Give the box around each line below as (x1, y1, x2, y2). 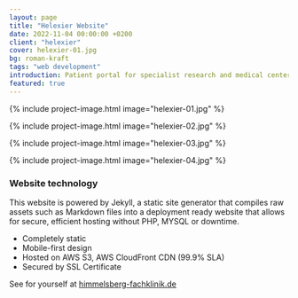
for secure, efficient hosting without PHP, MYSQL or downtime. (9, 216, 239, 226)
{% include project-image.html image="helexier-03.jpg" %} (9, 137, 226, 148)
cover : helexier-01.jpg (9, 46, 98, 55)
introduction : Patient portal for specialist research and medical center (9, 71, 292, 80)
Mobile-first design (21, 242, 92, 253)
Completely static (21, 232, 87, 244)
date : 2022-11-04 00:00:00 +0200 (9, 29, 133, 38)
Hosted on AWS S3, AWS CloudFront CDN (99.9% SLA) (21, 252, 224, 263)
